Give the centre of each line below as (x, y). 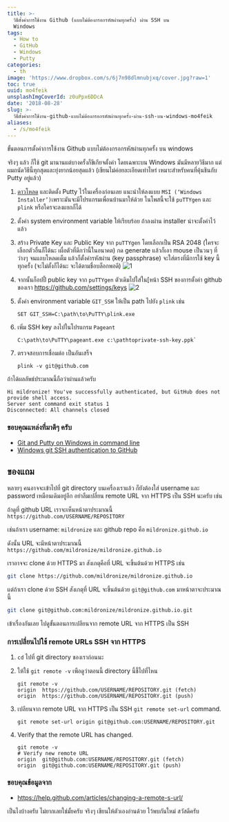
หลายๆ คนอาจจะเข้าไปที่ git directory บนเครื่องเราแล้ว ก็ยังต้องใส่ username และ (103, 488)
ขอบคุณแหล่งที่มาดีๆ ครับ (40, 427)
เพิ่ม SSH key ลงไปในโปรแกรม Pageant (66, 327)
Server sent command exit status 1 (58, 404)
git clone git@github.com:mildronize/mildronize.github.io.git (100, 610)
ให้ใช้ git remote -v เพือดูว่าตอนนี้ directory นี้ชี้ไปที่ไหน (87, 671)
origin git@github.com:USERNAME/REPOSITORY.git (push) (99, 765)
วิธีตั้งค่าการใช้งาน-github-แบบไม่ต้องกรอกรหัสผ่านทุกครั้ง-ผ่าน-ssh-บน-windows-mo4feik (113, 116)
